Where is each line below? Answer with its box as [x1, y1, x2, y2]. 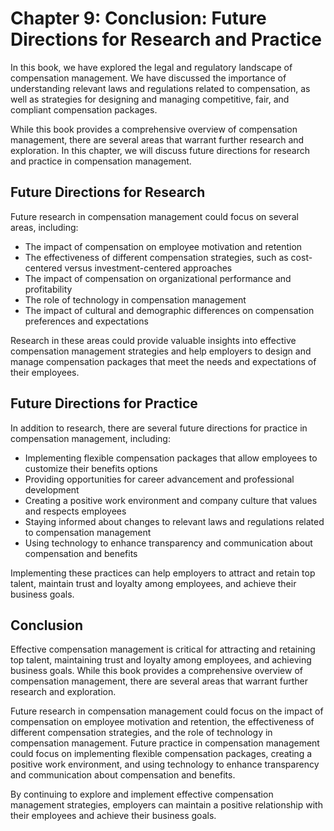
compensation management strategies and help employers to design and [10, 345, 312, 357]
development [24, 483, 80, 496]
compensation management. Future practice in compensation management [10, 737, 320, 749]
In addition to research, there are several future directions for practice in [10, 422, 308, 434]
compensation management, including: [10, 432, 171, 444]
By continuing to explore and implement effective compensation [10, 788, 274, 801]
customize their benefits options [24, 462, 158, 474]
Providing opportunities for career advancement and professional [24, 473, 295, 485]
